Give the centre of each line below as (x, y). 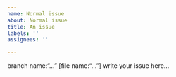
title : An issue (31, 27)
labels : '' (23, 33)
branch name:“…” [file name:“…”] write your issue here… (88, 66)
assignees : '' (28, 40)
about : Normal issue (38, 20)
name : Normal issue (36, 14)
